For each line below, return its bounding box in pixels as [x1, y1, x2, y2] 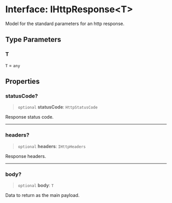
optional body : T [17, 182, 54, 188]
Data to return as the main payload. [5, 192, 80, 198]
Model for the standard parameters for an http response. [5, 20, 124, 27]
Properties [5, 77, 40, 86]
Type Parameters [5, 35, 61, 44]
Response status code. [5, 114, 54, 120]
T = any [5, 62, 20, 69]
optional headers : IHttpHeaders [17, 143, 86, 149]
